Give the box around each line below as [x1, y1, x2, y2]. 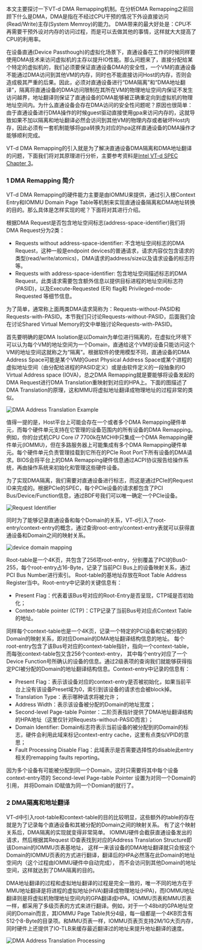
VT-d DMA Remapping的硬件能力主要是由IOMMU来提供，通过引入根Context [6, 191, 196, 199]
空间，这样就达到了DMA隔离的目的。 [6, 866, 98, 874]
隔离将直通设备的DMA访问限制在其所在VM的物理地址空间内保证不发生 [19, 87, 193, 93]
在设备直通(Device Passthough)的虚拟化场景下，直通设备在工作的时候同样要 [6, 48, 196, 56]
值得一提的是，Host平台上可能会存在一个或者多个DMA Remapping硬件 [6, 418, 181, 426]
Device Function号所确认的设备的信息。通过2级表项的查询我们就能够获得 [6, 658, 187, 665]
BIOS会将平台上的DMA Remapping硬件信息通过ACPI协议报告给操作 [16, 457, 184, 464]
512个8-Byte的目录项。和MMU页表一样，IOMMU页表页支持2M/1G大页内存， [6, 917, 197, 925]
